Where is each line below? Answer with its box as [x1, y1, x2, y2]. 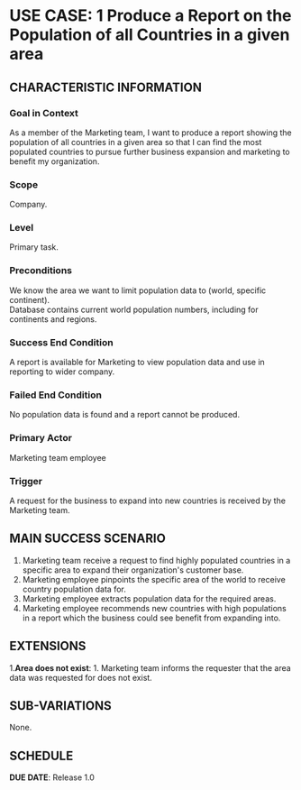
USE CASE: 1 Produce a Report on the [9, 5, 292, 26]
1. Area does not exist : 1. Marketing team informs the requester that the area [9, 662, 291, 673]
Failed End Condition [9, 389, 102, 401]
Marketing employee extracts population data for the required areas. [22, 592, 277, 604]
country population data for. [22, 583, 126, 594]
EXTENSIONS [9, 638, 87, 654]
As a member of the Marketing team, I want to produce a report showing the [9, 127, 292, 138]
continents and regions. [9, 313, 97, 325]
